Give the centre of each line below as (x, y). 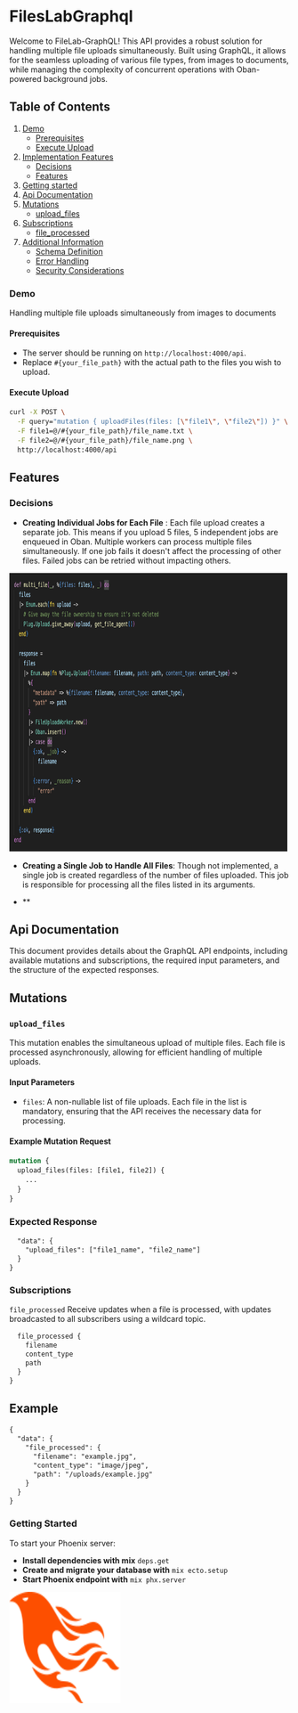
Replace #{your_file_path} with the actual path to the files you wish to (152, 363)
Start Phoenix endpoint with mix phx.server (104, 1579)
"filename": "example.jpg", (85, 1457)
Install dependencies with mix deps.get (96, 1560)
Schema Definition (69, 251)
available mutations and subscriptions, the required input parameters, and (145, 960)
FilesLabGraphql (71, 16)
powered (25, 78)
